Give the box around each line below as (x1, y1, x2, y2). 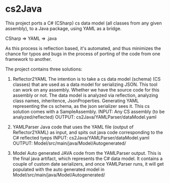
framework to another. (5, 56, 52, 62)
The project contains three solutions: (5, 66, 82, 72)
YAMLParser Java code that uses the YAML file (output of (12, 124, 134, 130)
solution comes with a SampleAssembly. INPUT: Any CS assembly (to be (12, 108, 165, 115)
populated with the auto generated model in (12, 166, 105, 172)
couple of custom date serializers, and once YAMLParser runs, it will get (12, 161, 164, 167)
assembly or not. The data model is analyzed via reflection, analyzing (12, 92, 158, 98)
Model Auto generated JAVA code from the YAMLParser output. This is (12, 150, 161, 156)
